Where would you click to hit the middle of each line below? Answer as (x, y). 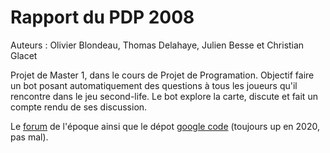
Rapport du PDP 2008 (102, 17)
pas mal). (29, 137)
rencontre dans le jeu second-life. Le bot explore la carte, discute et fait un (164, 96)
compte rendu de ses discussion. (79, 107)
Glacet (24, 55)
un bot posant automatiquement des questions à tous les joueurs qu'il (154, 85)
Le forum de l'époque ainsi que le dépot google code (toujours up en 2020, (165, 126)
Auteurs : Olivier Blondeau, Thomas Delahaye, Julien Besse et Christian (157, 45)
